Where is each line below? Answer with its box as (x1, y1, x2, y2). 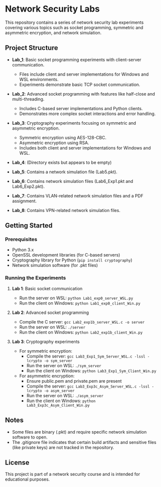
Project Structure (5, 44, 58, 52)
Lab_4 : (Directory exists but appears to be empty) (12, 159, 112, 165)
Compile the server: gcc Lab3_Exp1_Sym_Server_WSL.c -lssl (26, 353, 145, 359)
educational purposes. (5, 476, 50, 482)
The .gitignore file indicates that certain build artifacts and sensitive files (12, 439, 157, 445)
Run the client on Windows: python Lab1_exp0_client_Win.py (19, 300, 141, 306)
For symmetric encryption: (19, 348, 73, 354)
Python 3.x (12, 247, 34, 253)
